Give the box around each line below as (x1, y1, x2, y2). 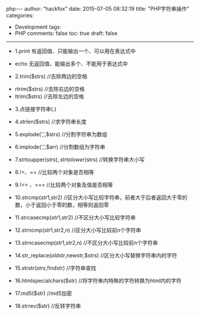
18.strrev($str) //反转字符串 (14, 303, 82, 309)
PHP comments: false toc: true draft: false (14, 30, 118, 37)
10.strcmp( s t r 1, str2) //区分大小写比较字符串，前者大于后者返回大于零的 (14, 194, 187, 201)
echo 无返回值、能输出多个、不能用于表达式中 (14, 60, 128, 67)
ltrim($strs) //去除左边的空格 (14, 93, 85, 100)
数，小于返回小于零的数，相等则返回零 (14, 201, 109, 208)
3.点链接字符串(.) (14, 106, 57, 112)
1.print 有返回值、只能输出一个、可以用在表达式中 (14, 48, 136, 55)
